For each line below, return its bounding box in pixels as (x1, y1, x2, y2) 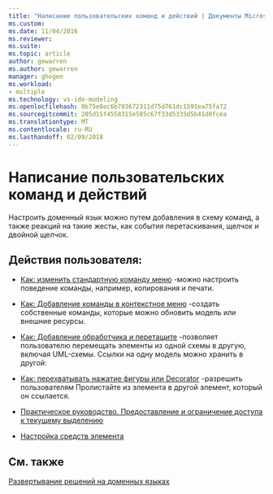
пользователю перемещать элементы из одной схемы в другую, (19, 341, 246, 351)
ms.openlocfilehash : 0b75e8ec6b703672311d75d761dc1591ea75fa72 (8, 103, 227, 111)
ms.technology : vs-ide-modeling (8, 95, 118, 103)
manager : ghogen (8, 72, 63, 81)
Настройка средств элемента (19, 431, 124, 441)
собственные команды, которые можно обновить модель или (19, 308, 236, 317)
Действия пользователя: (8, 253, 142, 267)
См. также (8, 455, 65, 469)
